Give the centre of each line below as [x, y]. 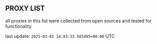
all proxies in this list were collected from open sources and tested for [78, 20]
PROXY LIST [25, 8]
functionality [18, 26]
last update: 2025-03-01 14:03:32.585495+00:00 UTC [60, 36]
